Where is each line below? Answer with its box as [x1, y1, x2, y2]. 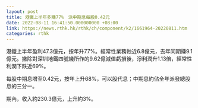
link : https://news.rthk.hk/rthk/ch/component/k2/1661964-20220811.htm [6, 25, 187, 31]
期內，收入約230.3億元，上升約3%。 [6, 96, 97, 103]
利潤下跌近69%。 [6, 63, 49, 70]
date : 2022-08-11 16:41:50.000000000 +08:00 [6, 20, 118, 26]
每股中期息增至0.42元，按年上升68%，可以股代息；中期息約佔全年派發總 [6, 75, 186, 82]
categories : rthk [6, 31, 49, 37]
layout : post [6, 8, 39, 15]
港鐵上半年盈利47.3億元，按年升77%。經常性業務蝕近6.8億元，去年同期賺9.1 [6, 48, 193, 55]
